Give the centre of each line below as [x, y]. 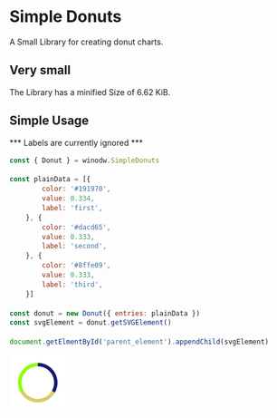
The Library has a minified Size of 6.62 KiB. [90, 92]
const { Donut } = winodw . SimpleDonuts [85, 160]
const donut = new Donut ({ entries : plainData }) [105, 313]
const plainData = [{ [50, 180]
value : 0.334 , [68, 199]
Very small [40, 70]
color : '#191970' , [76, 189]
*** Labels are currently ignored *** [76, 142]
